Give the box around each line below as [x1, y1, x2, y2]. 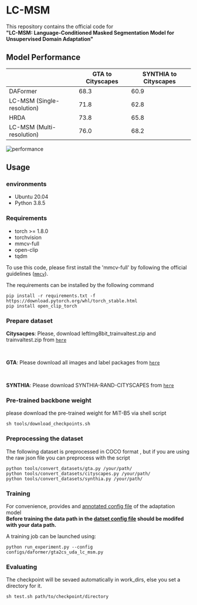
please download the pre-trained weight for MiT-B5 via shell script [6, 410, 167, 417]
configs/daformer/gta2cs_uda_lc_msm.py [6, 549, 104, 555]
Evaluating [6, 563, 38, 571]
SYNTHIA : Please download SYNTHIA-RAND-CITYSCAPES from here [6, 382, 174, 389]
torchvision [14, 234, 42, 241]
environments [6, 180, 47, 188]
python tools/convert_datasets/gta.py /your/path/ [6, 465, 133, 471]
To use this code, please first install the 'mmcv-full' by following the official [6, 263, 187, 271]
